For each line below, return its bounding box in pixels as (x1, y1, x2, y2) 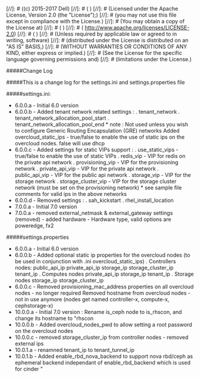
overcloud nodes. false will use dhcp (14, 140, 105, 147)
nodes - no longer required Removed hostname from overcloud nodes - (14, 289, 190, 297)
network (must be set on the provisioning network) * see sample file (14, 184, 182, 191)
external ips (14, 340, 44, 347)
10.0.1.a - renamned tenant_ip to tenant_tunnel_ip (14, 347, 135, 353)
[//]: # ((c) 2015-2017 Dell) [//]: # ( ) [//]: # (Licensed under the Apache (6, 5, 179, 12)
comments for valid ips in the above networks (14, 191, 127, 197)
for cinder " (14, 366, 43, 372)
